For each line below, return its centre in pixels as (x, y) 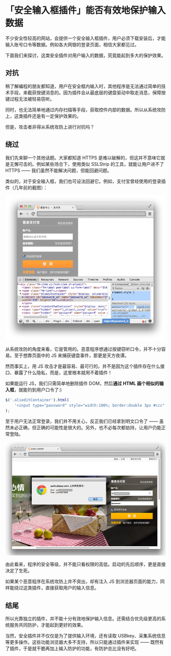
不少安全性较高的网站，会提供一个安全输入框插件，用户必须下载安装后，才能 (85, 38)
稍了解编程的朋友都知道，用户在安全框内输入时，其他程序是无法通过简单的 (83, 86)
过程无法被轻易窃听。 (32, 99)
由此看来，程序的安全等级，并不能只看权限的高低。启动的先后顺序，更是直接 (85, 564)
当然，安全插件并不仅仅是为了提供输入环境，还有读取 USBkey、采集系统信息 (85, 636)
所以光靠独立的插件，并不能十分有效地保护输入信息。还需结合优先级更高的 (83, 619)
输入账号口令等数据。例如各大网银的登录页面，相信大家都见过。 (72, 44)
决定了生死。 (19, 571)
